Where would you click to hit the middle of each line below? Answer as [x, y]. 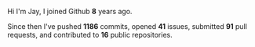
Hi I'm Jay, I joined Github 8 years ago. [70, 11]
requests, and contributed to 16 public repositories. [90, 35]
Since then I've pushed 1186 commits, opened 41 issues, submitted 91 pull [127, 26]
